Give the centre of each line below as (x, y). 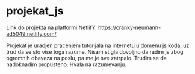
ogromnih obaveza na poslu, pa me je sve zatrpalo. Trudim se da (86, 58)
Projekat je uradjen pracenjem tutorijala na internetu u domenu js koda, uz (98, 45)
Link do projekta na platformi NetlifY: (52, 27)
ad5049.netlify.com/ (31, 33)
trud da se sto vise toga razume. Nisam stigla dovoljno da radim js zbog (95, 51)
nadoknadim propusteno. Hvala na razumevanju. (66, 64)
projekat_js (35, 11)
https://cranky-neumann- (130, 27)
